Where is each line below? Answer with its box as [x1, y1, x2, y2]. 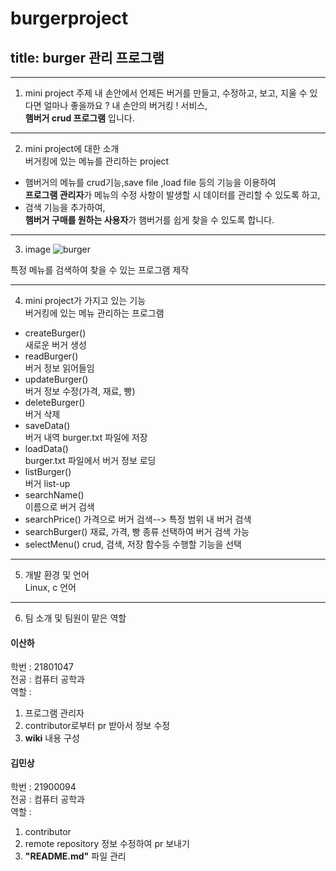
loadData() [24, 443, 69, 454]
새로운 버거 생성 [24, 339, 87, 351]
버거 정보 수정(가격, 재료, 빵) [24, 385, 136, 397]
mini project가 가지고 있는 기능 [24, 295, 147, 306]
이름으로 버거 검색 [24, 501, 95, 512]
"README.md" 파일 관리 [24, 850, 127, 862]
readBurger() [24, 350, 79, 362]
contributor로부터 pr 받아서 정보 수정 [24, 720, 171, 732]
